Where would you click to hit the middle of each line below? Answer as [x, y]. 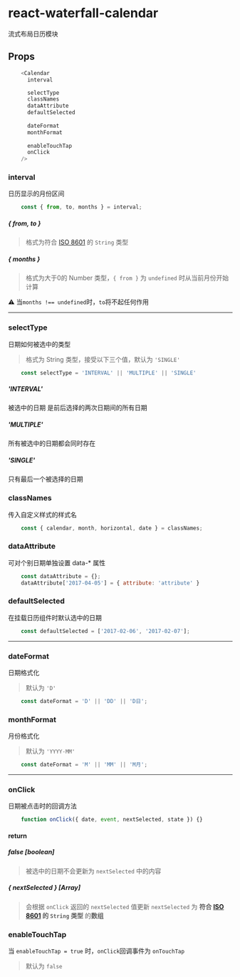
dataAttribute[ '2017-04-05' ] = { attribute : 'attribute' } [110, 583]
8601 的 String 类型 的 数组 [64, 916]
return [18, 836]
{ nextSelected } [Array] [45, 888]
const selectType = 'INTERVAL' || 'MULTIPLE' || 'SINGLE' [109, 373]
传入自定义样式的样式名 [42, 515]
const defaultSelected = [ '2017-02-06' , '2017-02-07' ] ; [106, 631]
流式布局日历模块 [33, 34]
